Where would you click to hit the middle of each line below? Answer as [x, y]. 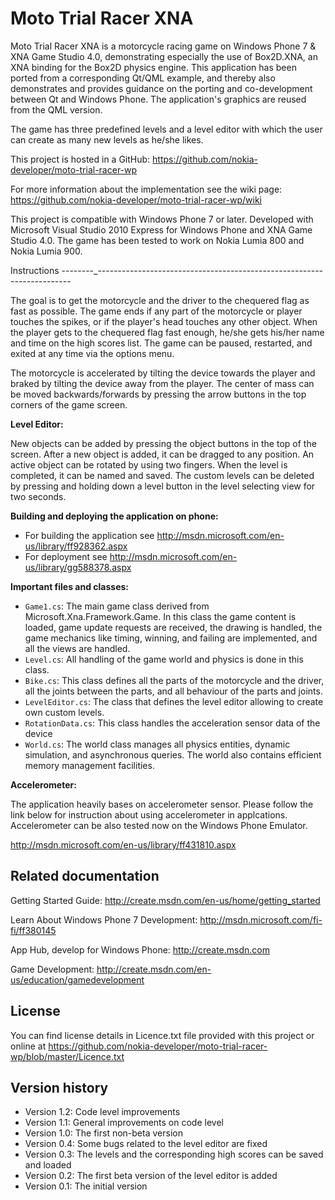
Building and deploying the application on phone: [114, 516]
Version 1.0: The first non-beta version [103, 1133]
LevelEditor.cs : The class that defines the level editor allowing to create [174, 701]
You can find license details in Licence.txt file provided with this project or [162, 1035]
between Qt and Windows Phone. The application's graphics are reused [158, 99]
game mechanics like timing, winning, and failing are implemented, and [171, 638]
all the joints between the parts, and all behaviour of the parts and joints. [173, 691]
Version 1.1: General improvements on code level [124, 1123]
